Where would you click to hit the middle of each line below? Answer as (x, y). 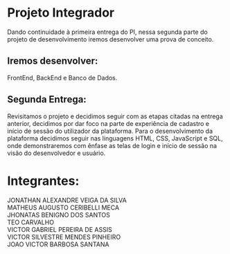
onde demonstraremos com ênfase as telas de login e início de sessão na (112, 145)
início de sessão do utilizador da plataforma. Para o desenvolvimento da (110, 131)
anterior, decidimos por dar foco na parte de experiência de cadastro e (108, 123)
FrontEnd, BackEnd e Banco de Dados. (62, 78)
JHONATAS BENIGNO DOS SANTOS (59, 215)
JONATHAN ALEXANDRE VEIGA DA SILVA (67, 200)
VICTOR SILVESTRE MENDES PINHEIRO (64, 237)
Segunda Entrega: (47, 99)
